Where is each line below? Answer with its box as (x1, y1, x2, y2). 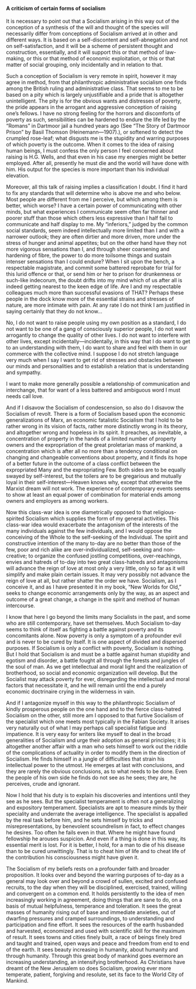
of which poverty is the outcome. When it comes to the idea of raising (6, 141, 174, 148)
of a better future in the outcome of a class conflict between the (6, 460, 161, 467)
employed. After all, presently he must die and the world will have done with (6, 160, 189, 167)
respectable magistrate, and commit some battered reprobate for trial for (6, 264, 181, 272)
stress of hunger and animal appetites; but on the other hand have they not (6, 239, 187, 247)
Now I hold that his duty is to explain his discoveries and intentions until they (6, 792, 190, 799)
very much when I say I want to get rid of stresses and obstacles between (6, 357, 184, 364)
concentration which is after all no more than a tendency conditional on (6, 448, 178, 455)
